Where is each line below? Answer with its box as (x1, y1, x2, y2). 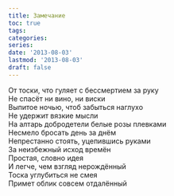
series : (8, 41, 34, 49)
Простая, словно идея (8, 153, 83, 163)
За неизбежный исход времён (8, 144, 111, 154)
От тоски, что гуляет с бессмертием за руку (8, 85, 159, 95)
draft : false (8, 64, 52, 72)
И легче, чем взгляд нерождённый (8, 161, 127, 171)
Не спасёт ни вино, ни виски (8, 93, 106, 104)
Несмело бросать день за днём (8, 127, 117, 137)
